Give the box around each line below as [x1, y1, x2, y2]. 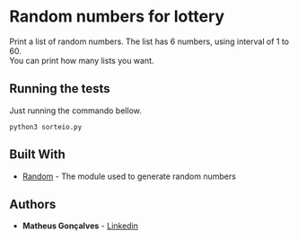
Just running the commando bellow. [9, 105, 142, 116]
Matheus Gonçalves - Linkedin [22, 220, 139, 231]
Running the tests [9, 81, 110, 96]
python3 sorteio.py [9, 122, 83, 131]
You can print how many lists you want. [9, 55, 154, 66]
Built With [9, 147, 66, 163]
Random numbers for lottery [9, 6, 225, 27]
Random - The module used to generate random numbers [22, 171, 236, 182]
